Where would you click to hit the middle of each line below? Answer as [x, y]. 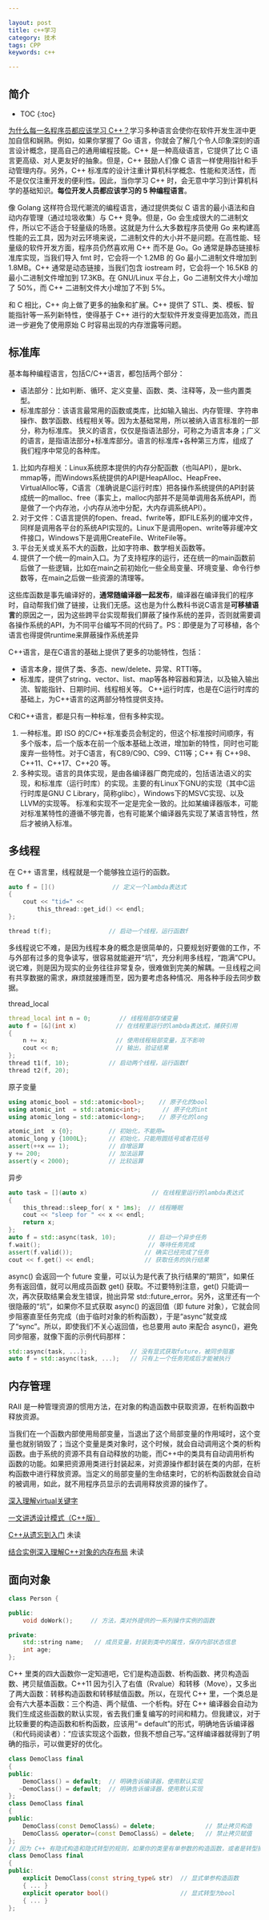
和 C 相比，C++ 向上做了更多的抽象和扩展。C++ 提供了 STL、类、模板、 [128, 305]
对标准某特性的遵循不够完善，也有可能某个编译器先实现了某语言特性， [136, 813]
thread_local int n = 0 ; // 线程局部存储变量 [93, 1018]
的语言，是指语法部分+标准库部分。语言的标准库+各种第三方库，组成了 [137, 440]
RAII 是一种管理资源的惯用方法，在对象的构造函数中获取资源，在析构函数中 [132, 1407]
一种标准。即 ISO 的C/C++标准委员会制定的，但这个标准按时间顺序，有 [137, 733]
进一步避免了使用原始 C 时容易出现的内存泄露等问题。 [97, 325]
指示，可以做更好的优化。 [64, 1744]
